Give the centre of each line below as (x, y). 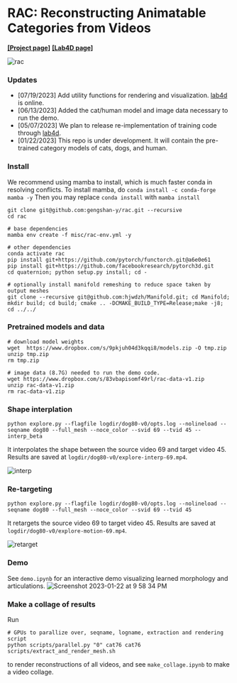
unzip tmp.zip (28, 354)
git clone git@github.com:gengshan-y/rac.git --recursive (95, 210)
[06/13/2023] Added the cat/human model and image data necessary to (123, 111)
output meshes (28, 291)
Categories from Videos (79, 28)
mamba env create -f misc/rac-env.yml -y (70, 235)
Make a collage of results (51, 604)
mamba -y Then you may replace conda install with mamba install (104, 197)
